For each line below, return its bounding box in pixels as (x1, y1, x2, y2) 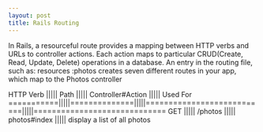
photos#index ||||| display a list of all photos (8, 115, 152, 124)
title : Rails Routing (8, 19, 80, 27)
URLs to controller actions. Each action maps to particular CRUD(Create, (8, 49, 243, 58)
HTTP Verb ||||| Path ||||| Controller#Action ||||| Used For (8, 89, 192, 99)
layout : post (8, 11, 51, 20)
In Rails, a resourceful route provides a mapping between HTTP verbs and (8, 40, 249, 50)
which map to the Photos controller (8, 74, 122, 84)
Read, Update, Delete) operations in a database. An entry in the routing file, (8, 57, 253, 67)
